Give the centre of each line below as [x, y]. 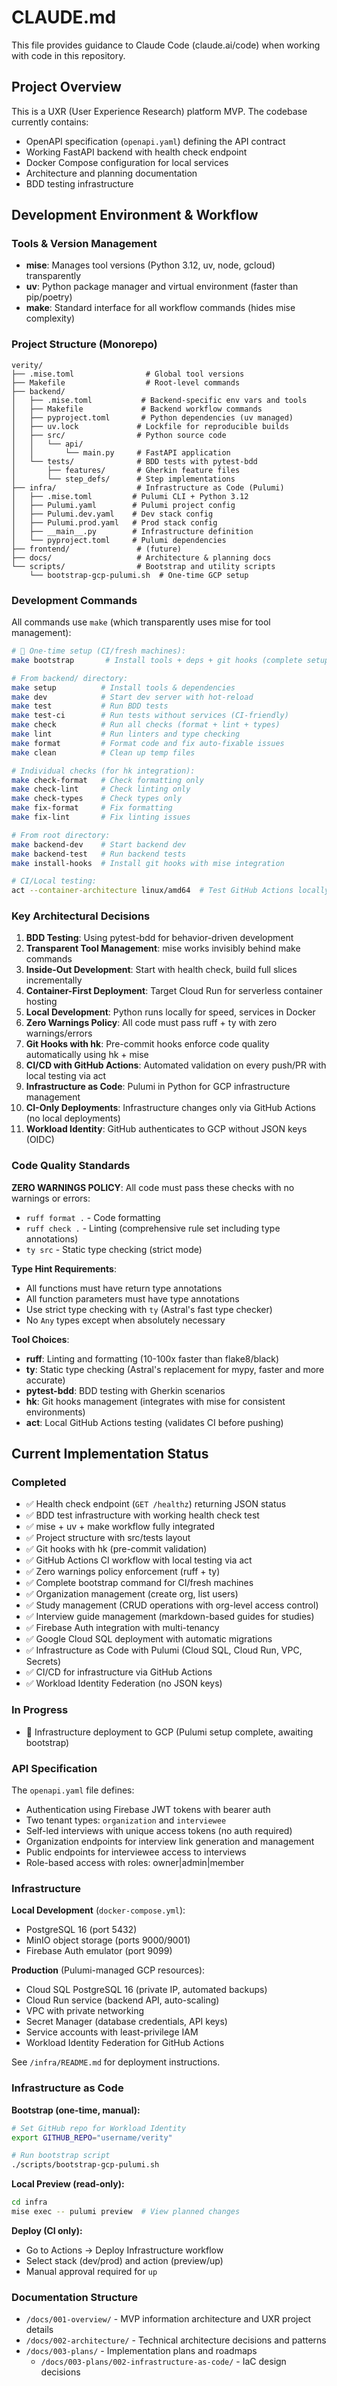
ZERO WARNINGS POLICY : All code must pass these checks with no [153, 1187]
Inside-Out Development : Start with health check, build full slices [161, 970]
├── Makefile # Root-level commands [126, 382]
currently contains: [50, 122]
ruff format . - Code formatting [93, 1217]
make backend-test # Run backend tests [99, 854]
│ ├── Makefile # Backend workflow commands [137, 409]
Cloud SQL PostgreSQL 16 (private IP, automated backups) [146, 1990]
